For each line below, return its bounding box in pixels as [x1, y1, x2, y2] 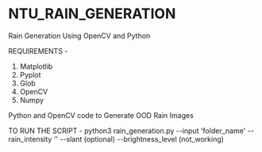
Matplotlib [19, 61, 53, 71]
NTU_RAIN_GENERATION [8, 5, 176, 23]
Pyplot [19, 70, 41, 79]
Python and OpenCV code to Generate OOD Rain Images [8, 110, 195, 120]
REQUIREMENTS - [8, 46, 68, 55]
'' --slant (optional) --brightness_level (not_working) [53, 134, 225, 143]
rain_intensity [8, 134, 52, 143]
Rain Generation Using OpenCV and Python [8, 31, 151, 40]
